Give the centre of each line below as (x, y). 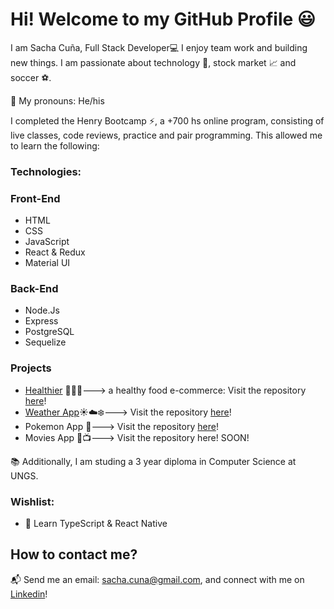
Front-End (35, 198)
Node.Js (42, 310)
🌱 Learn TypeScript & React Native (96, 524)
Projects (31, 368)
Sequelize (45, 342)
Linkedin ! (29, 594)
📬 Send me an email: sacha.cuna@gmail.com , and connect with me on (157, 579)
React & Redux (55, 252)
